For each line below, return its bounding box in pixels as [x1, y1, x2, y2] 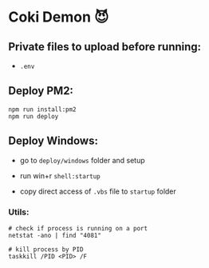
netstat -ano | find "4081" [8, 231, 102, 239]
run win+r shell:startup [19, 170, 101, 180]
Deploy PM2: [8, 84, 74, 98]
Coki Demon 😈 [8, 8, 109, 26]
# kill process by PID [8, 245, 84, 254]
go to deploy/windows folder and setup [19, 155, 145, 165]
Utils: [8, 206, 30, 218]
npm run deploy [8, 112, 59, 120]
